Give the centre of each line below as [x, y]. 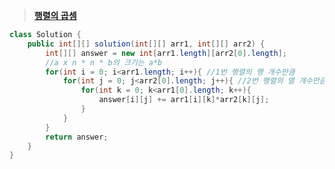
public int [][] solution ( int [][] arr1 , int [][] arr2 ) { [146, 44]
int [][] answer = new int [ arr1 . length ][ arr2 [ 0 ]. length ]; [166, 53]
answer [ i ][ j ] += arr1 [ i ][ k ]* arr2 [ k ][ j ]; [184, 100]
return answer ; [77, 137]
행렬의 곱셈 [55, 15]
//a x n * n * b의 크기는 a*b [104, 62]
